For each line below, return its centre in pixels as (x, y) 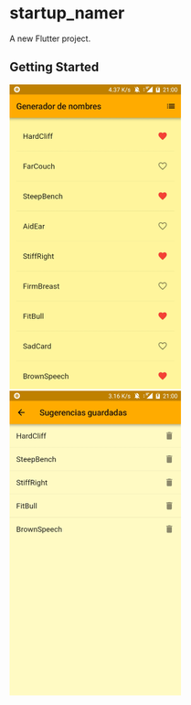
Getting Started (54, 67)
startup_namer (67, 13)
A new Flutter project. (50, 38)
